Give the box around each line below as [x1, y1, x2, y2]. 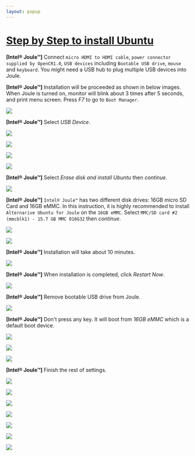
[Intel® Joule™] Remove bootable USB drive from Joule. [6, 293, 141, 300]
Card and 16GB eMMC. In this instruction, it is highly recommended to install [6, 202, 190, 209]
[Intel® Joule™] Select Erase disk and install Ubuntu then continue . [6, 174, 167, 181]
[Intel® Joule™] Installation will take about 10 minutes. [6, 248, 135, 256]
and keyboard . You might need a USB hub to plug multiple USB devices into [6, 66, 187, 73]
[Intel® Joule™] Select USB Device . [6, 118, 91, 125]
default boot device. [6, 321, 54, 329]
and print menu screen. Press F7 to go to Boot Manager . [6, 96, 139, 103]
